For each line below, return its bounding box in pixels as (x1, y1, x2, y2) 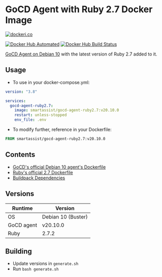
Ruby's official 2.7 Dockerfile (12, 169, 73, 175)
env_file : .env (14, 117, 47, 123)
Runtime (12, 205, 33, 212)
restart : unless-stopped (14, 113, 67, 118)
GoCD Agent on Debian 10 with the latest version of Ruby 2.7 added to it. (5, 51, 157, 57)
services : (5, 98, 26, 103)
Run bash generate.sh (12, 266, 59, 272)
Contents (5, 150, 36, 159)
